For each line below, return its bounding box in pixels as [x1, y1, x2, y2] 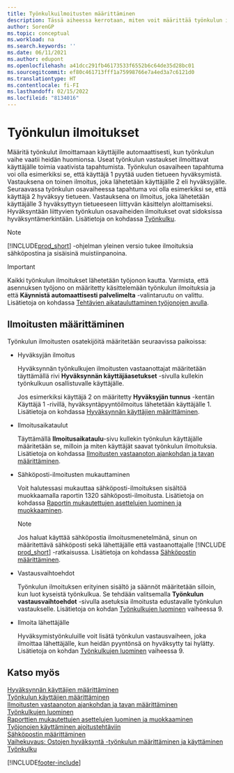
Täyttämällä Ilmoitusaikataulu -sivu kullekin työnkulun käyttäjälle [17, 434, 203, 443]
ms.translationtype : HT [7, 75, 77, 82]
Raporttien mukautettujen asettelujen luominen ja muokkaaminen [7, 715, 194, 723]
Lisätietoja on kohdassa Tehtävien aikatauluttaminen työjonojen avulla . [7, 298, 209, 307]
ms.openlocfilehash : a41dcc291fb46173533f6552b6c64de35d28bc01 [7, 62, 195, 69]
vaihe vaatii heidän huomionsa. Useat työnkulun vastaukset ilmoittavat [7, 155, 209, 163]
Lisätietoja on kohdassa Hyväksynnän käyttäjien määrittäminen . [17, 407, 200, 415]
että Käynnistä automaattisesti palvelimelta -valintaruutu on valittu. [7, 290, 204, 299]
